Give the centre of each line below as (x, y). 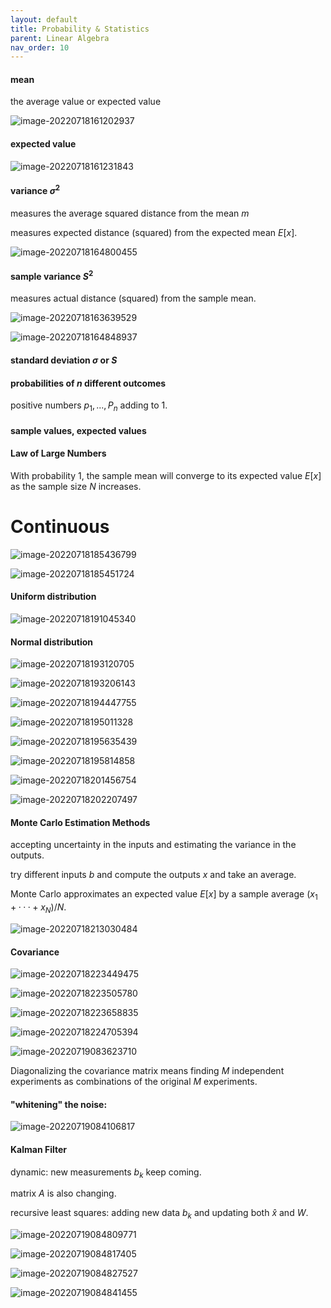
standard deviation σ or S (64, 360)
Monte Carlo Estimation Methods (80, 822)
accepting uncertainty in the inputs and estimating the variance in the (153, 845)
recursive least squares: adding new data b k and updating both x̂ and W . (159, 1214)
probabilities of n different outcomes (88, 383)
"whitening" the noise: (59, 1104)
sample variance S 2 (52, 275)
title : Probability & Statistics (80, 29)
